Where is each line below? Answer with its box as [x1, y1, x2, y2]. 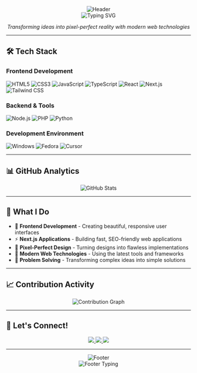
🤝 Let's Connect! [6, 321, 69, 331]
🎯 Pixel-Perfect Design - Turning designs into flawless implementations [14, 244, 189, 251]
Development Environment [6, 129, 84, 137]
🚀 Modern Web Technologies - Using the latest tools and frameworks [14, 250, 184, 257]
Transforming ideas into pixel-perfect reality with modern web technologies [6, 23, 191, 30]
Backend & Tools [6, 101, 55, 109]
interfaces [14, 228, 39, 236]
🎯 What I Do [6, 207, 50, 217]
